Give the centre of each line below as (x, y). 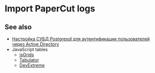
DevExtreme (32, 65)
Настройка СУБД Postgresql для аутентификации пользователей (81, 39)
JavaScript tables (30, 49)
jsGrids (27, 55)
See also (18, 27)
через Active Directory (35, 44)
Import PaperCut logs (50, 9)
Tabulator (29, 60)
